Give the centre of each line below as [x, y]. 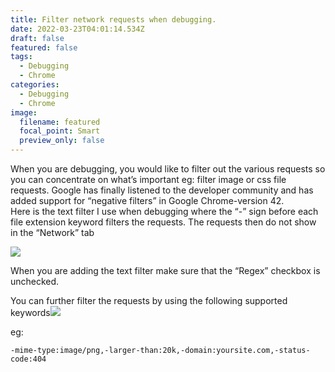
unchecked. [35, 281]
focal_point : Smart [60, 131]
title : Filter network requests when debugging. [113, 19]
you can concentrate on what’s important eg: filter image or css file [148, 179]
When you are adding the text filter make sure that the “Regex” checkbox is [165, 270]
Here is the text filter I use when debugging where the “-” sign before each [164, 211]
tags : [21, 57]
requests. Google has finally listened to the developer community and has [162, 190]
